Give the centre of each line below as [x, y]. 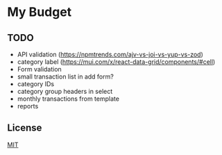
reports [28, 106]
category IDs [35, 84]
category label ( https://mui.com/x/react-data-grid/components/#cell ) [116, 62]
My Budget [40, 12]
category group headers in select [65, 91]
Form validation [40, 69]
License [25, 128]
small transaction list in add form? [66, 76]
